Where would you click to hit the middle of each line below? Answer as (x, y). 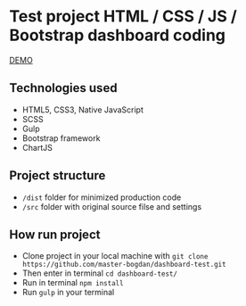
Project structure (57, 176)
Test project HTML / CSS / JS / (123, 17)
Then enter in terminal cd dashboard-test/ (100, 273)
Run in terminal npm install (73, 283)
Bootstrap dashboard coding (117, 35)
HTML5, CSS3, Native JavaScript (83, 110)
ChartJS (37, 147)
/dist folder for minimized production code (102, 197)
